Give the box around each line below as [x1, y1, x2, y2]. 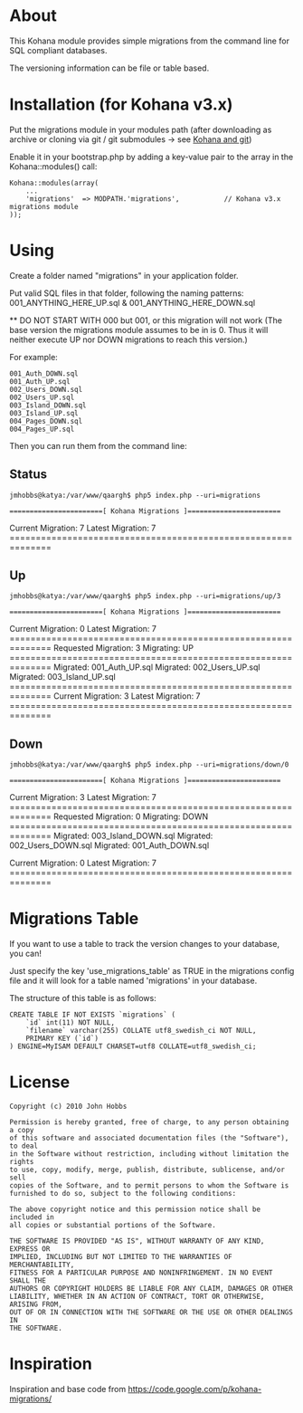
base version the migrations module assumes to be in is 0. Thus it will [9, 324, 269, 335]
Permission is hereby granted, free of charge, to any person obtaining [9, 1118, 289, 1127]
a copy [9, 1126, 34, 1135]
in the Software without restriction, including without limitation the [9, 1150, 289, 1159]
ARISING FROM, [9, 1300, 63, 1309]
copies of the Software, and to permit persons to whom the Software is [9, 1181, 289, 1190]
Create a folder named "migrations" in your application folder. [9, 270, 239, 281]
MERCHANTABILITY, [9, 1260, 75, 1270]
